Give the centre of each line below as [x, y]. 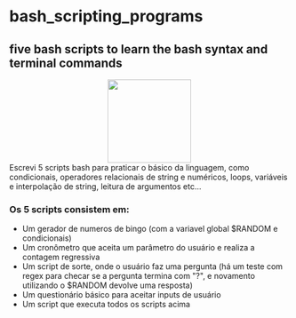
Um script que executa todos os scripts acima [106, 305]
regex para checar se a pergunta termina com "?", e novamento [139, 276]
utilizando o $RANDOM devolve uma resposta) [108, 285]
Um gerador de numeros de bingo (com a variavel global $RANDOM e [150, 229]
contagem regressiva [61, 257]
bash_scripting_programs [106, 16]
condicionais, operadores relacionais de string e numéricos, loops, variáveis [148, 177]
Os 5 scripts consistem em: [69, 209]
